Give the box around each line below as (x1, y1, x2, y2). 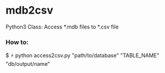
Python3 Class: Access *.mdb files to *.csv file (5, 23, 119, 30)
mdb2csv (5, 4, 54, 17)
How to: (5, 38, 29, 46)
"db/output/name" (5, 61, 51, 68)
